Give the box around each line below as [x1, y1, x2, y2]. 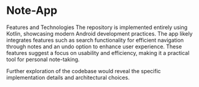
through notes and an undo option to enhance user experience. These [6, 43, 183, 50]
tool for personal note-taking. [6, 56, 80, 63]
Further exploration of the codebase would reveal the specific [6, 67, 161, 74]
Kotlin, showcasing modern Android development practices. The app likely [6, 30, 193, 37]
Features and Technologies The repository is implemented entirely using [6, 24, 187, 31]
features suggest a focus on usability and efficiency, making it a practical [6, 49, 190, 56]
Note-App [6, 4, 58, 18]
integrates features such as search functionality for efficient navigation [6, 36, 184, 43]
